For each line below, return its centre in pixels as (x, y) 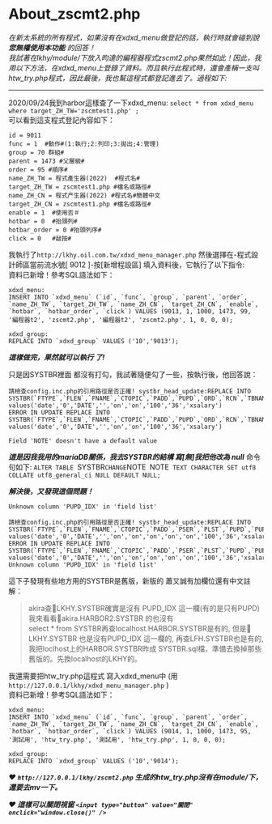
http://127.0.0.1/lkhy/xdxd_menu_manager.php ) (89, 685)
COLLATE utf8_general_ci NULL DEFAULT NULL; (85, 475)
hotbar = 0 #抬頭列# (43, 221)
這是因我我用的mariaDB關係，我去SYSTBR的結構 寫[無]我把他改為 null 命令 (134, 457)
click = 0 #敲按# (40, 238)
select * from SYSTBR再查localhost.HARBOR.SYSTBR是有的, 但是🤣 (140, 628)
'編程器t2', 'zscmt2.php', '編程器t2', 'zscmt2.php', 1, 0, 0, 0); (121, 320)
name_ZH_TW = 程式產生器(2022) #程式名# (74, 178)
